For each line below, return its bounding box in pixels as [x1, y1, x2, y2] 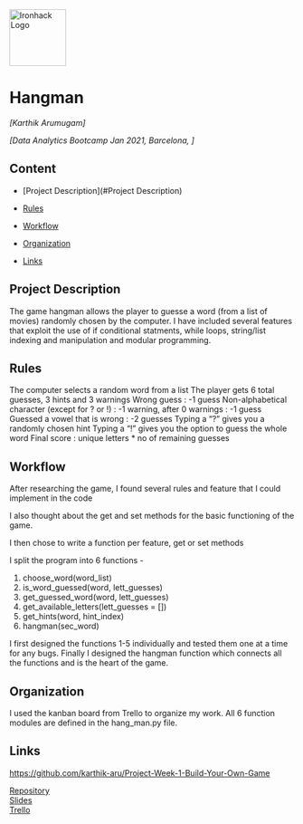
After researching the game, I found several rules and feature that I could [9, 484, 281, 494]
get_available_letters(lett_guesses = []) [22, 601, 167, 612]
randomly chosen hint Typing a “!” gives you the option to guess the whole [9, 423, 288, 434]
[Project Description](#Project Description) [22, 185, 183, 196]
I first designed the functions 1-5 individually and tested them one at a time [9, 638, 289, 649]
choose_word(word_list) [22, 572, 113, 583]
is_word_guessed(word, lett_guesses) [22, 582, 163, 593]
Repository [9, 785, 50, 796]
